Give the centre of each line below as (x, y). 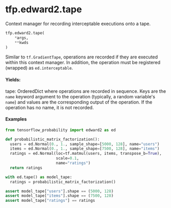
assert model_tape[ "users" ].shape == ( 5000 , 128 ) (60, 191)
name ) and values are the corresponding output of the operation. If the (79, 102)
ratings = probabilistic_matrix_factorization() (63, 182)
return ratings (26, 168)
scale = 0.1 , (68, 158)
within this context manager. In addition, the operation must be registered (83, 63)
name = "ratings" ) (73, 163)
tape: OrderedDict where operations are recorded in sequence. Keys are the (86, 91)
